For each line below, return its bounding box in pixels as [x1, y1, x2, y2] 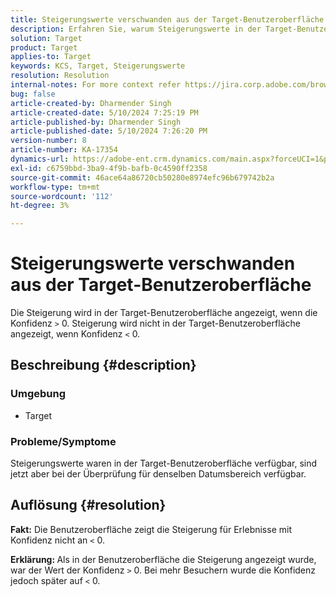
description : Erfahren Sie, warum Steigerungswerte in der [10, 24, 262, 34]
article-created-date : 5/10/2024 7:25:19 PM [10, 107, 199, 118]
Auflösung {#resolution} [10, 497, 167, 514]
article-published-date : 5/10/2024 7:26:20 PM [10, 126, 208, 136]
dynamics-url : [10, 154, 70, 164]
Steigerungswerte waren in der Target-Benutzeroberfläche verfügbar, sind [10, 457, 318, 470]
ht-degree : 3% [10, 201, 70, 211]
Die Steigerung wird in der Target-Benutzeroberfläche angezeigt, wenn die [10, 307, 318, 319]
